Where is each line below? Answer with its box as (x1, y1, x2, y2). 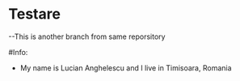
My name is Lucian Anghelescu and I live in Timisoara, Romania (19, 62, 232, 73)
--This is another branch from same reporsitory (8, 32, 166, 41)
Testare (8, 5, 61, 23)
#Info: (8, 47, 28, 57)
